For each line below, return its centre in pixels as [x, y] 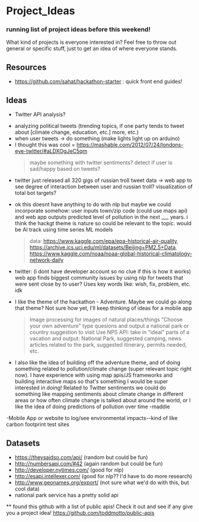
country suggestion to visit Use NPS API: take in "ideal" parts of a [109, 332]
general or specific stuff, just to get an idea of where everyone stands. [92, 49]
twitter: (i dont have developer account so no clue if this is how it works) [103, 271]
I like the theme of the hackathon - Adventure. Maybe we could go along [103, 302]
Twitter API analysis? [40, 114]
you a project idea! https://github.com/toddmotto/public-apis [81, 513]
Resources [26, 67]
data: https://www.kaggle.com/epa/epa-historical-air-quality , [104, 241]
